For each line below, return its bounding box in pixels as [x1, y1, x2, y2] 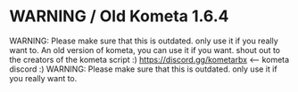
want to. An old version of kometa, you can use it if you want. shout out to [9, 44, 281, 55]
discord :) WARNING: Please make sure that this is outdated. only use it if [9, 64, 278, 74]
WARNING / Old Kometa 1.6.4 [9, 6, 229, 27]
